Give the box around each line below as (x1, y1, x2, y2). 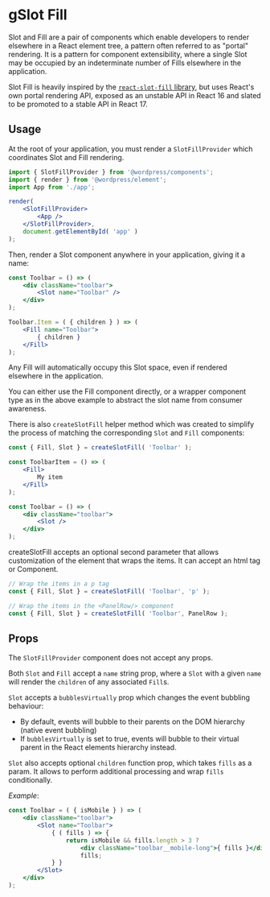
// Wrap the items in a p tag (8, 580, 110, 588)
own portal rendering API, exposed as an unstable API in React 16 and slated (8, 90, 261, 100)
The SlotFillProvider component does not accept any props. (8, 653, 214, 663)
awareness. (8, 404, 47, 414)
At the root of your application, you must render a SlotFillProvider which (8, 143, 253, 154)
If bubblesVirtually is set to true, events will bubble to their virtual (19, 734, 239, 744)
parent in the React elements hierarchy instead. (19, 742, 177, 752)
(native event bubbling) (19, 725, 97, 735)
